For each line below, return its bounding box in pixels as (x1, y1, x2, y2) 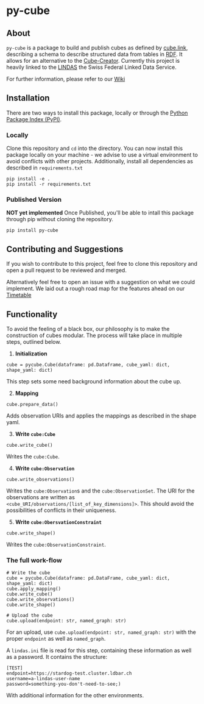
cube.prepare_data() (6, 402, 59, 408)
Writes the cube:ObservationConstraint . (6, 541, 107, 549)
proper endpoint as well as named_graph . (6, 635, 106, 642)
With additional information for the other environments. (6, 692, 144, 699)
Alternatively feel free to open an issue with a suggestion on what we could (6, 279, 195, 286)
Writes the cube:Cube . (6, 453, 60, 460)
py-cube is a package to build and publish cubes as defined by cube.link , (6, 44, 188, 51)
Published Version (6, 196, 62, 204)
